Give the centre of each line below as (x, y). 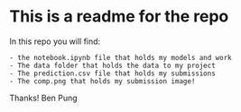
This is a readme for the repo (119, 17)
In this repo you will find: (55, 41)
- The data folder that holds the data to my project (113, 65)
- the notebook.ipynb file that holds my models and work (120, 57)
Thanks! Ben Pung (44, 98)
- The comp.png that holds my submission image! (102, 81)
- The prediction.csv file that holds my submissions (113, 73)
